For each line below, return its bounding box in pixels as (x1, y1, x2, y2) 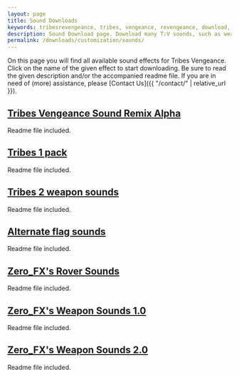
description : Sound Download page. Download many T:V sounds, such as (7, 30, 221, 38)
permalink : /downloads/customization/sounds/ (7, 37, 144, 44)
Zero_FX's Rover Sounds (7, 265, 119, 277)
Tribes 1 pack (7, 147, 68, 159)
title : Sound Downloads (7, 17, 78, 24)
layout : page (7, 10, 46, 18)
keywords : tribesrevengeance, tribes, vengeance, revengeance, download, (7, 23, 231, 31)
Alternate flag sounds (7, 225, 106, 238)
